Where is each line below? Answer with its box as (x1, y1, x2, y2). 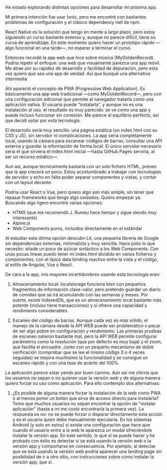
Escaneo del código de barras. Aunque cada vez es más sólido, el (12, 317, 148, 323)
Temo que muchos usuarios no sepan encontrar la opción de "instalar (12, 400, 156, 406)
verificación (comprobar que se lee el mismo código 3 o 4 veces (12, 349, 146, 355)
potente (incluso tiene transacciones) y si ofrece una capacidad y (12, 302, 148, 308)
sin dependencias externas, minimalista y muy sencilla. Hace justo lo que (5, 240, 156, 246)
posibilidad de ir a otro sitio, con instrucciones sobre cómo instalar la (12, 454, 154, 459)
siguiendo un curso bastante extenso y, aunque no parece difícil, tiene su (5, 35, 156, 40)
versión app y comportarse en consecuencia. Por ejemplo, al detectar (12, 443, 156, 449)
